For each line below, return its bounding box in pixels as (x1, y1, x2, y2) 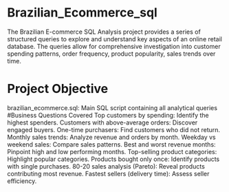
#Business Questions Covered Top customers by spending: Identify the (7, 111, 209, 119)
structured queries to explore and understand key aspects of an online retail (7, 34, 222, 43)
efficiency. (7, 177, 37, 185)
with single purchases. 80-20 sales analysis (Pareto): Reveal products (7, 162, 205, 170)
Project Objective (7, 81, 109, 97)
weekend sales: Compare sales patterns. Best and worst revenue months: (7, 140, 216, 149)
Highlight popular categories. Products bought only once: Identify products (7, 155, 220, 163)
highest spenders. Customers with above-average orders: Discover (7, 118, 198, 127)
